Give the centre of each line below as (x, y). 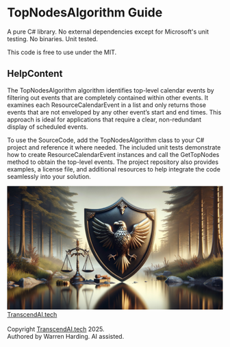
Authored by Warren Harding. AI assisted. (66, 336)
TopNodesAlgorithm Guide (85, 13)
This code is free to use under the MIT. (62, 52)
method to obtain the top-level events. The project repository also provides (113, 162)
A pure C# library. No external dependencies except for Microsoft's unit (108, 32)
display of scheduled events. (48, 127)
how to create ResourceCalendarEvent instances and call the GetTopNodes (113, 154)
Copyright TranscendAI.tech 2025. (56, 329)
